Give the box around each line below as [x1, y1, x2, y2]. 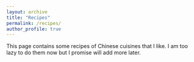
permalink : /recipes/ [6, 20, 62, 26]
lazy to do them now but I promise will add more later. [6, 49, 142, 57]
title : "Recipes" [6, 15, 51, 21]
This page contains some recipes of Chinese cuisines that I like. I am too [6, 43, 188, 50]
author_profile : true [6, 26, 62, 32]
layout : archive [6, 9, 48, 15]
